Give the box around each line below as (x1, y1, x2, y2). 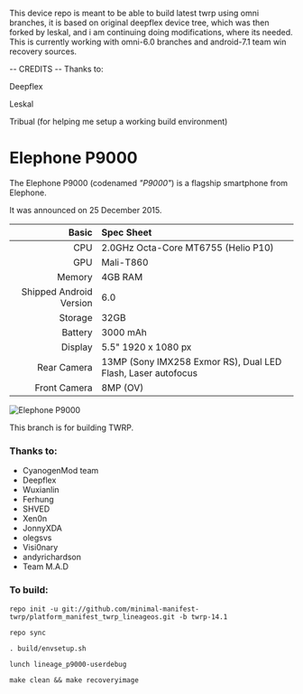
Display (60, 341, 93, 353)
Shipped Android (21, 285, 93, 297)
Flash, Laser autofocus (101, 366, 198, 379)
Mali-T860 (101, 256, 149, 268)
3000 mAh (101, 325, 147, 338)
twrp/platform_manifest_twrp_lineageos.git (9, 612, 176, 622)
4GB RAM (101, 270, 143, 283)
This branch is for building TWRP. (9, 422, 134, 433)
